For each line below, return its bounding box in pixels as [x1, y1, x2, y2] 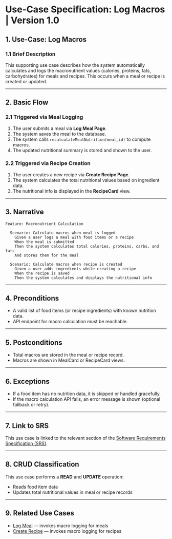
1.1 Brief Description [5, 50, 56, 58]
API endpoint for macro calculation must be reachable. [12, 319, 128, 325]
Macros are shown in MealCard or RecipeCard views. [12, 357, 125, 363]
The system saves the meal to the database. [12, 131, 106, 137]
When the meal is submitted [14, 239, 74, 245]
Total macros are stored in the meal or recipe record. [12, 352, 124, 358]
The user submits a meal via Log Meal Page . [12, 125, 107, 132]
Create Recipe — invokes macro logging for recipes [12, 528, 122, 534]
